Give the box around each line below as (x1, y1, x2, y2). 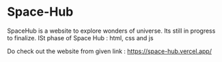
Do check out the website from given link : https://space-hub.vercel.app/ (7, 47, 212, 55)
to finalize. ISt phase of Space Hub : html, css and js (7, 33, 154, 42)
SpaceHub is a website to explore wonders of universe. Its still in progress (7, 27, 216, 35)
